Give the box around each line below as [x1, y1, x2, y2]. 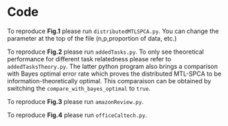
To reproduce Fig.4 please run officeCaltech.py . [7, 111, 147, 119]
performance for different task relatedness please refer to [7, 54, 171, 63]
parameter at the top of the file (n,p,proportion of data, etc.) [7, 34, 178, 42]
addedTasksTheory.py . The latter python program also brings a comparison [7, 62, 218, 70]
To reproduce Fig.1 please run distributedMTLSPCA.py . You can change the [7, 27, 219, 35]
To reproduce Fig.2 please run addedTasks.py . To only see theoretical [7, 48, 204, 56]
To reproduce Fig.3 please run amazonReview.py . [7, 97, 144, 105]
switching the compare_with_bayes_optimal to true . [7, 84, 151, 92]
